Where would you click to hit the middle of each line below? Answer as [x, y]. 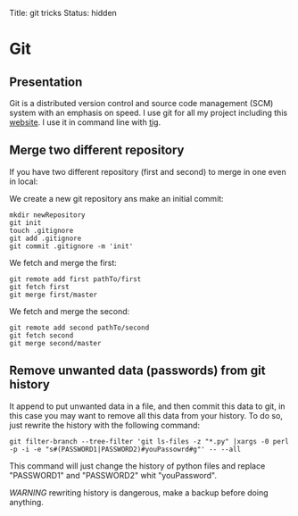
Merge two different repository [97, 150]
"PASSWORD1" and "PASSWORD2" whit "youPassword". [113, 475]
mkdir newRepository [48, 215]
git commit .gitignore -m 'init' [71, 246]
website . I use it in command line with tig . [85, 122]
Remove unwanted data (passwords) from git [137, 371]
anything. [27, 502]
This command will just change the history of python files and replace [137, 466]
